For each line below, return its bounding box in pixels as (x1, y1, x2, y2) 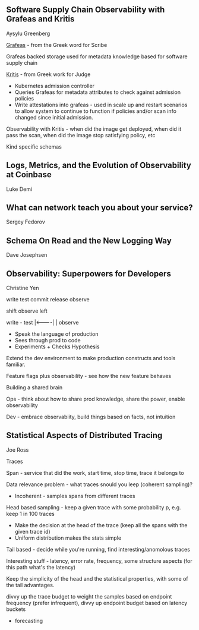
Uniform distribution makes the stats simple (14, 534, 122, 541)
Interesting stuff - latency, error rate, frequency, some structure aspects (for (6, 557, 193, 564)
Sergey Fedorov (6, 218, 46, 225)
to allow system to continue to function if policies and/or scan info (14, 107, 177, 115)
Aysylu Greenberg (6, 30, 50, 37)
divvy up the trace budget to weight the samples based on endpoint (6, 593, 172, 600)
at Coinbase (6, 169, 52, 180)
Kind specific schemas (6, 143, 62, 150)
